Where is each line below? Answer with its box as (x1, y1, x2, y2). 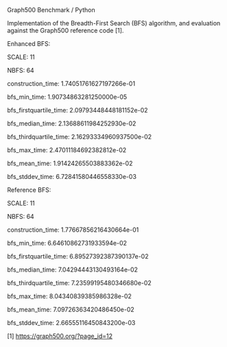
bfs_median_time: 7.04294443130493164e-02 (7, 265, 139, 274)
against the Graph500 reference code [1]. (7, 27, 124, 34)
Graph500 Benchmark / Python (7, 6, 95, 14)
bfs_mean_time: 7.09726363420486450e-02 (7, 305, 135, 313)
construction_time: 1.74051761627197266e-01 (7, 80, 136, 88)
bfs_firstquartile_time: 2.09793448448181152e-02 (7, 106, 148, 114)
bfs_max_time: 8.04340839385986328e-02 (7, 292, 132, 300)
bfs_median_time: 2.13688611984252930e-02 (7, 119, 136, 128)
